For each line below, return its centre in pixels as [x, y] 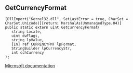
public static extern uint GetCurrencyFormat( [53, 27]
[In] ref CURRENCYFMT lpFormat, [44, 44]
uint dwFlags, [26, 36]
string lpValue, [28, 40]
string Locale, [27, 31]
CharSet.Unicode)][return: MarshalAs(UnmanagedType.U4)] [63, 23]
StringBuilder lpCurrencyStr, [42, 48]
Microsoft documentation [30, 66]
